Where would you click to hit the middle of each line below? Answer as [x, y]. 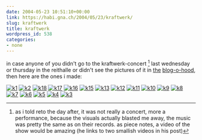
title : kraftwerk [28, 29]
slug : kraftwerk [26, 23]
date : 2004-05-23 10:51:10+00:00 [48, 12]
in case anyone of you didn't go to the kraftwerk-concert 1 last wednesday [98, 62]
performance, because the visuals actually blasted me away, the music [103, 118]
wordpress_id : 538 [29, 34]
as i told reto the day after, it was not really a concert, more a [90, 111]
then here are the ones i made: [44, 76]
